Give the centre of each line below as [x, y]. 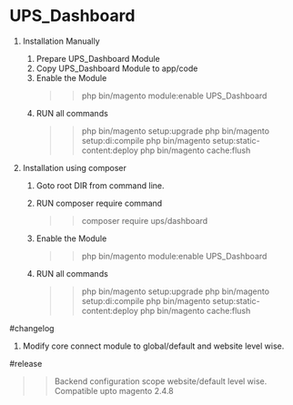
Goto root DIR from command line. [100, 185]
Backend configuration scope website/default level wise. [161, 381]
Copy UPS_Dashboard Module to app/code [117, 68]
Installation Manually [61, 41]
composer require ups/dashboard [145, 220]
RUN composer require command [99, 203]
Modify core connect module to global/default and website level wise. [153, 346]
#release [26, 363]
